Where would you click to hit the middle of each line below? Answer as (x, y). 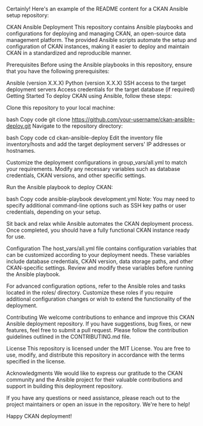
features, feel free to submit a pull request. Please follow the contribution (97, 330)
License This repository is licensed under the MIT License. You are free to (98, 348)
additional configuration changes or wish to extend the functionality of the (99, 299)
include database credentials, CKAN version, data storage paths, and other (100, 261)
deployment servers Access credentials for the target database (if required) (101, 89)
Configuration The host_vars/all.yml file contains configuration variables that (101, 248)
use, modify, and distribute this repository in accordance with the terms (95, 355)
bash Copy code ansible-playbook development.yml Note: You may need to (101, 199)
